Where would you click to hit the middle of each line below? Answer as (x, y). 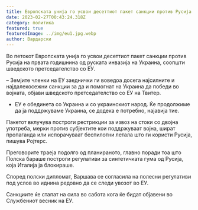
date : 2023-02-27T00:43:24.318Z (46, 17)
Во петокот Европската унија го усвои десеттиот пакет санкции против (96, 56)
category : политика (30, 23)
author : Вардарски (29, 39)
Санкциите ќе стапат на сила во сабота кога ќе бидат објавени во (90, 194)
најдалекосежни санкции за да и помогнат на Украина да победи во (92, 86)
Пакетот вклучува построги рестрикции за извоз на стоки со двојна (92, 122)
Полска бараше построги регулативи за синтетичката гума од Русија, (95, 159)
